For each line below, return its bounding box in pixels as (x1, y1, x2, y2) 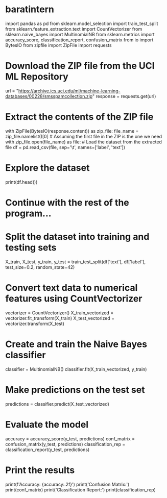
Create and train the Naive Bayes (5, 338, 147, 350)
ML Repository (5, 71, 69, 83)
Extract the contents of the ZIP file (5, 111, 154, 123)
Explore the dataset (5, 162, 90, 173)
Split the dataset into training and (5, 231, 150, 243)
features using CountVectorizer (5, 293, 142, 305)
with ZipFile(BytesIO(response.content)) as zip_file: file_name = (5, 128, 139, 134)
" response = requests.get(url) (92, 93, 156, 99)
